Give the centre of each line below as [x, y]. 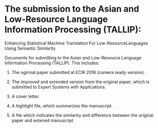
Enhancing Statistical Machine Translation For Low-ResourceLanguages [76, 43]
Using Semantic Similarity [30, 48]
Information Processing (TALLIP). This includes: [52, 63]
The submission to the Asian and [72, 9]
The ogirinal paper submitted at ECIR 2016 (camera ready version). [78, 72]
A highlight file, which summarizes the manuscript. [62, 106]
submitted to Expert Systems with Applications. [59, 87]
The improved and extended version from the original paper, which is [80, 82]
